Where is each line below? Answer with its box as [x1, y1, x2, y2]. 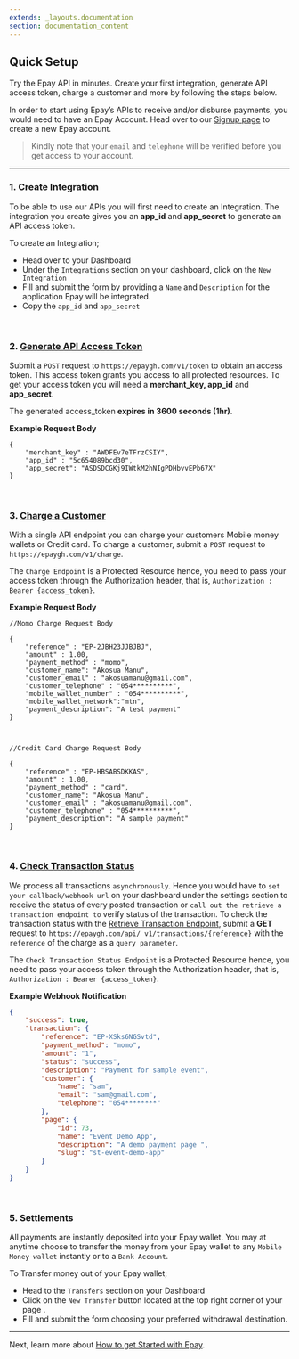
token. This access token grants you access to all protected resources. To [9, 369, 280, 380]
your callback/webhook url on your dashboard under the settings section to [9, 889, 288, 900]
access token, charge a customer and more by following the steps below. [9, 87, 278, 98]
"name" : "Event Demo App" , [56, 1132, 158, 1141]
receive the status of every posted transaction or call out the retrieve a [9, 899, 282, 910]
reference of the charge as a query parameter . [9, 937, 179, 947]
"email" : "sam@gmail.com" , [56, 1091, 158, 1100]
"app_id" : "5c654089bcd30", [25, 455, 133, 464]
